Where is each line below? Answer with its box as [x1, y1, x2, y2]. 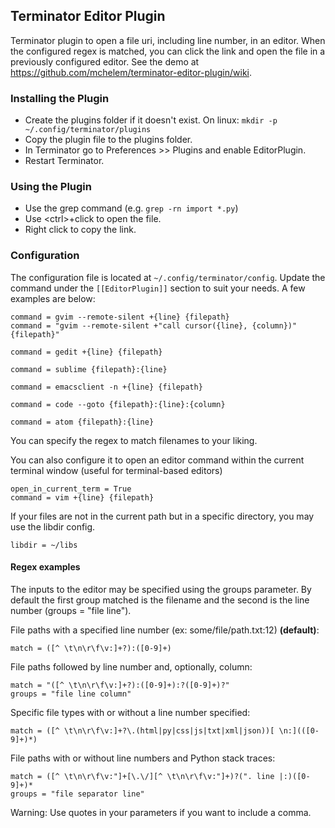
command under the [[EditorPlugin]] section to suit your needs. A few [10, 282, 306, 294]
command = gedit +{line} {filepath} [10, 347, 163, 357]
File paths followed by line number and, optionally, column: [10, 660, 253, 673]
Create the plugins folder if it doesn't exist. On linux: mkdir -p [24, 114, 278, 126]
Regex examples [10, 561, 81, 573]
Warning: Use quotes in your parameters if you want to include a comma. [10, 806, 312, 818]
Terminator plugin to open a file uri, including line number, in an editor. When [10, 34, 326, 46]
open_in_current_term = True [10, 484, 132, 494]
